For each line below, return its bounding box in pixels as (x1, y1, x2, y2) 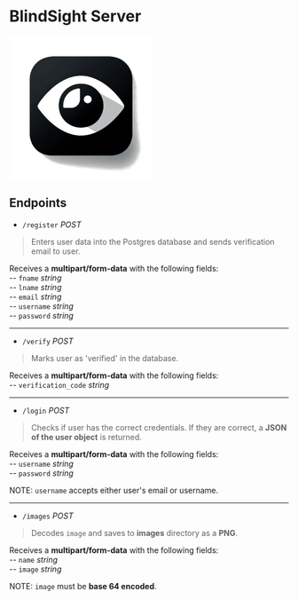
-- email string (9, 291, 62, 302)
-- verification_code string (9, 379, 110, 390)
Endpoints (9, 195, 67, 210)
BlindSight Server (9, 6, 142, 27)
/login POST (21, 405, 70, 415)
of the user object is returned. (30, 431, 142, 442)
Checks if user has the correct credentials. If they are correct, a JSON (30, 422, 287, 432)
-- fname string (9, 272, 62, 283)
